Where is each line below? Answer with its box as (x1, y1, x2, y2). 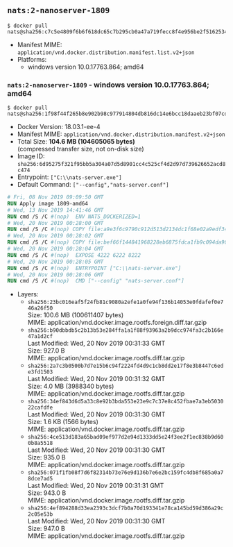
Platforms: (17, 55, 47, 63)
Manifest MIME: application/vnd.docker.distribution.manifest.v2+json (17, 130, 225, 138)
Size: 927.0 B (27, 346, 65, 355)
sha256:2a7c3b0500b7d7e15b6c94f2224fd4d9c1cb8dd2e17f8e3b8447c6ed (27, 362, 224, 370)
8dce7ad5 (27, 476, 53, 482)
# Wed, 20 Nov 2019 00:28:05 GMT (7, 258, 104, 265)
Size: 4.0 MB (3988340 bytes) (27, 382, 114, 391)
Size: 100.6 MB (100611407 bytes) (27, 311, 124, 319)
